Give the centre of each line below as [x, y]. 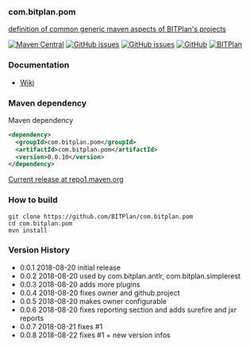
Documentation [39, 65]
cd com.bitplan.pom [40, 223]
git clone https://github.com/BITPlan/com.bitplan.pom [101, 217]
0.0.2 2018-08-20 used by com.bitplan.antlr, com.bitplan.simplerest [130, 275]
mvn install [28, 230]
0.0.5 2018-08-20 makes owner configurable [93, 301]
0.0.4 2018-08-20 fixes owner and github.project [100, 293]
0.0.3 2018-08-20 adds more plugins [80, 284]
